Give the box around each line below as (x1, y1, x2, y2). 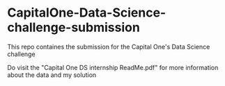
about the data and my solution (7, 71, 97, 79)
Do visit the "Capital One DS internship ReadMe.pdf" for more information (7, 63, 219, 71)
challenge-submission (7, 19, 141, 35)
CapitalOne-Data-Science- (7, 5, 166, 21)
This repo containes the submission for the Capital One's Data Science (7, 42, 210, 51)
